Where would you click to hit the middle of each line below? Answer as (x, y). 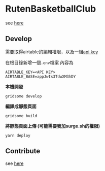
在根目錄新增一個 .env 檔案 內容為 (39, 62)
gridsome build (21, 116)
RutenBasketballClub (51, 9)
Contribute (23, 151)
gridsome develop (24, 96)
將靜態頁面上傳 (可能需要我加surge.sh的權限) (53, 126)
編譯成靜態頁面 (21, 106)
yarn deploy (18, 135)
